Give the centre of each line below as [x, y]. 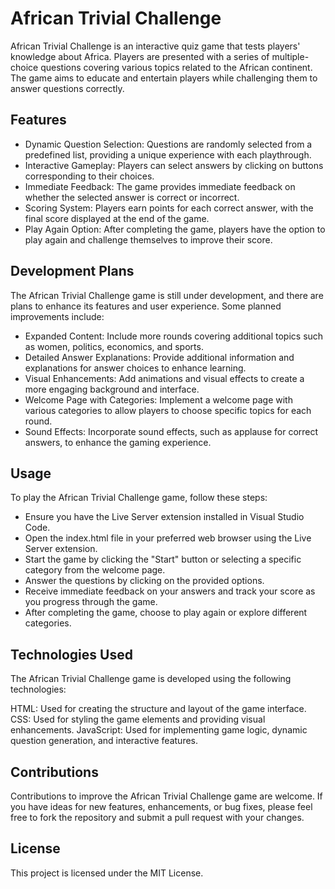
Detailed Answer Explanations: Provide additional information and [159, 357]
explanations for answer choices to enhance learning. [135, 368]
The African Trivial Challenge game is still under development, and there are [167, 295]
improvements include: [57, 316]
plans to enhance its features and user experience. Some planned [146, 306]
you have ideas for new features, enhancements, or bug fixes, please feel [161, 806]
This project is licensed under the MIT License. [107, 873]
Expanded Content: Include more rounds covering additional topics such [174, 336]
